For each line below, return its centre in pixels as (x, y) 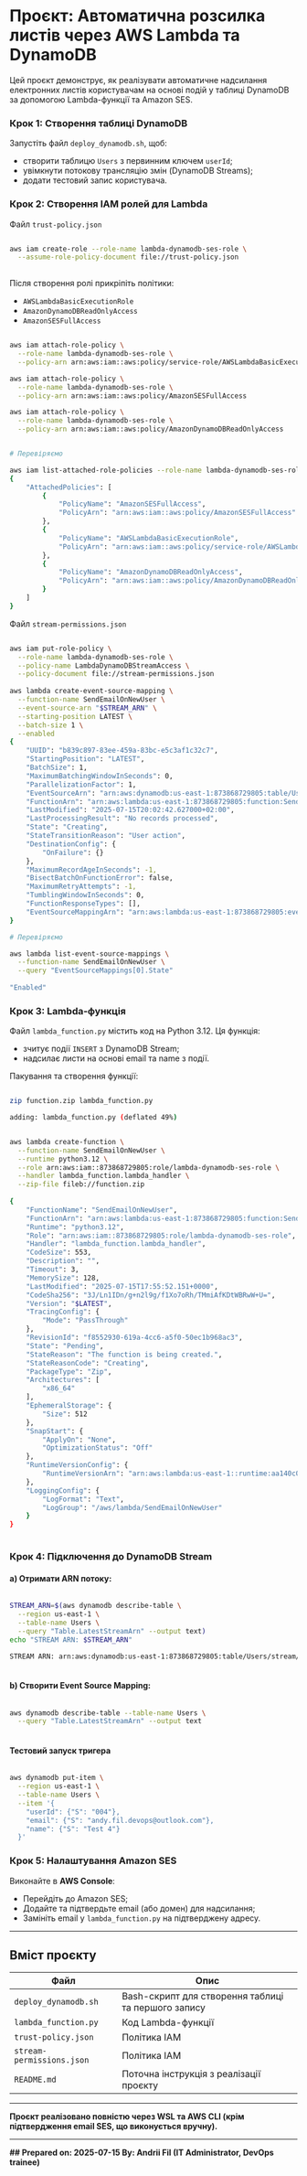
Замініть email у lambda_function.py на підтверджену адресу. (142, 1918)
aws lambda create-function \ (67, 1142)
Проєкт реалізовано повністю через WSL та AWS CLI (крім (127, 2117)
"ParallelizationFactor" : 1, (81, 784)
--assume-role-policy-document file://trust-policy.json (128, 257)
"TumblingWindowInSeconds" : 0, (85, 895)
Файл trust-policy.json (56, 224)
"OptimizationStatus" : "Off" (98, 1448)
